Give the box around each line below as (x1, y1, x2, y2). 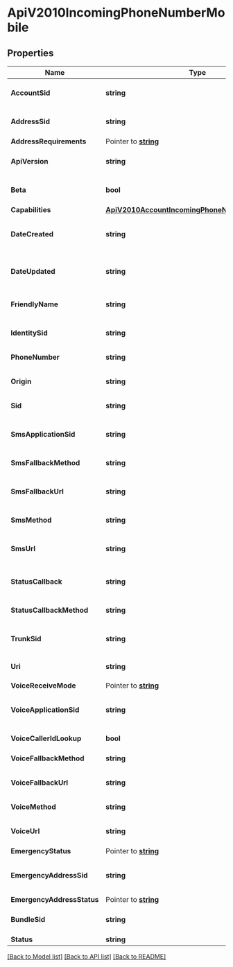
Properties (7, 47, 54, 59)
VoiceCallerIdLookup (10, 733, 82, 743)
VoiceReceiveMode (10, 681, 76, 690)
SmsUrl (10, 544, 36, 553)
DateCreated (10, 229, 54, 238)
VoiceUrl (10, 826, 40, 836)
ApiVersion (10, 157, 49, 166)
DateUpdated (10, 267, 55, 276)
